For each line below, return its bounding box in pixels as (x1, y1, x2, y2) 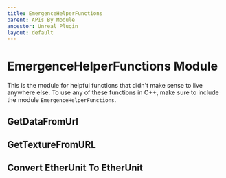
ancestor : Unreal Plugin (7, 23, 78, 29)
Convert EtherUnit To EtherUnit (7, 162, 143, 174)
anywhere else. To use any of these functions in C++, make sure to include (7, 88, 219, 97)
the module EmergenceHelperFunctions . (7, 96, 117, 104)
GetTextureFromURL (7, 138, 96, 151)
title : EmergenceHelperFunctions (7, 10, 103, 17)
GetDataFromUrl (7, 116, 79, 127)
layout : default (7, 29, 54, 36)
